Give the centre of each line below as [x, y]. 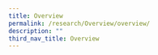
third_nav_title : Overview [54, 38]
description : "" [36, 31]
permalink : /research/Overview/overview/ [79, 23]
